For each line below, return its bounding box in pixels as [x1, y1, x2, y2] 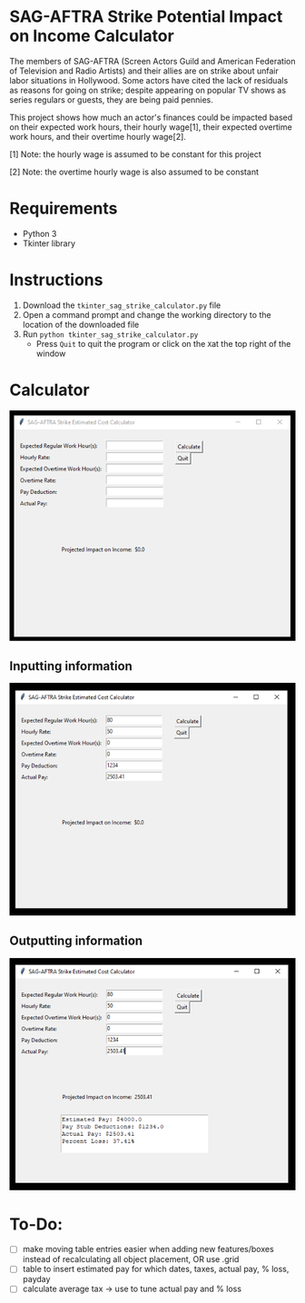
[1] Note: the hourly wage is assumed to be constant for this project [9, 148, 261, 160]
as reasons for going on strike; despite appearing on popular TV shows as [9, 84, 287, 95]
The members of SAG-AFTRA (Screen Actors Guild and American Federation [9, 55, 296, 66]
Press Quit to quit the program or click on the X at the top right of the [35, 338, 291, 349]
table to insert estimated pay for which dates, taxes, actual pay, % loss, [22, 1264, 290, 1275]
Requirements [9, 198, 118, 219]
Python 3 [22, 228, 57, 239]
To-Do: [9, 1214, 64, 1234]
